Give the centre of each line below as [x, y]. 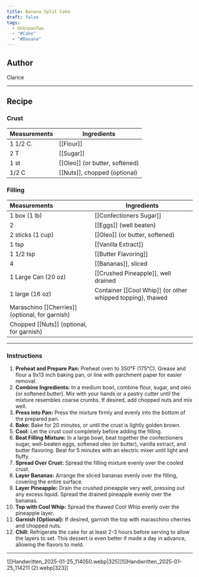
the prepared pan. [37, 419]
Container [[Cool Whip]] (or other [141, 290]
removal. [26, 381]
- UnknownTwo [28, 28]
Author [20, 63]
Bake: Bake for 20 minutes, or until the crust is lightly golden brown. [98, 425]
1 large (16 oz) [31, 294]
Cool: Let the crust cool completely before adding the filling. [89, 431]
